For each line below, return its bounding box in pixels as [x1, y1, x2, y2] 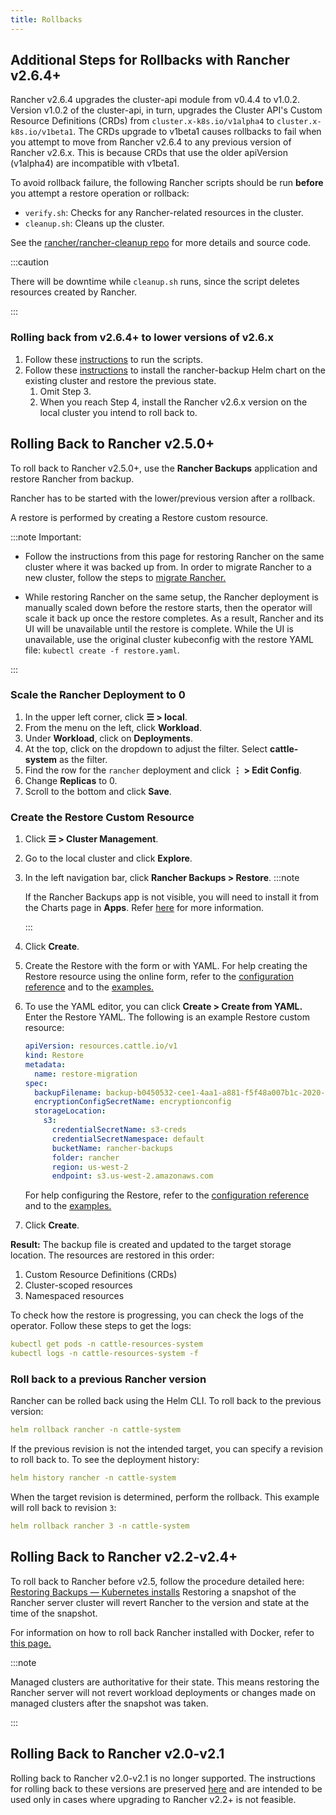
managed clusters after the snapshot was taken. [10, 1697, 209, 1709]
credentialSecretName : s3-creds [51, 1125, 187, 1135]
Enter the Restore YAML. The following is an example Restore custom [24, 1011, 310, 1023]
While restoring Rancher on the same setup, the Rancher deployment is [24, 591, 319, 603]
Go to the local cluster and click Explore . [24, 852, 193, 865]
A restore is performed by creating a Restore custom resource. [10, 511, 269, 523]
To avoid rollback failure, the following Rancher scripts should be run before [10, 177, 324, 189]
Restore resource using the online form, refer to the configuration [24, 971, 294, 983]
